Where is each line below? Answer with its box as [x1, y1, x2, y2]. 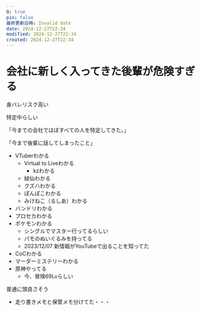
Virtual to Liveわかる [23, 159, 75, 166]
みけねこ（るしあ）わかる [23, 197, 88, 204]
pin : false [6, 14, 34, 20]
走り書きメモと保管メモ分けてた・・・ [14, 298, 110, 305]
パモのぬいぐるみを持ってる [23, 234, 93, 242]
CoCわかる [14, 250, 42, 257]
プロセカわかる [14, 212, 52, 219]
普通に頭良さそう [6, 285, 49, 292]
